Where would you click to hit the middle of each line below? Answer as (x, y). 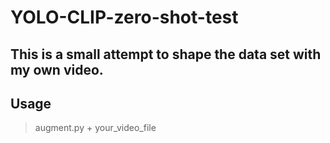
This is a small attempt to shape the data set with (166, 54)
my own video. (57, 69)
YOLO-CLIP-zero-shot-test (124, 17)
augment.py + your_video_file (95, 128)
